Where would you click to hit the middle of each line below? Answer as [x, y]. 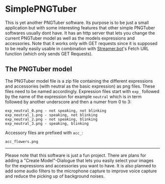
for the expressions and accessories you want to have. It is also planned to [81, 165]
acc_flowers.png [22, 141]
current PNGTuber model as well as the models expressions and [70, 38]
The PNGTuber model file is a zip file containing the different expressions [79, 81]
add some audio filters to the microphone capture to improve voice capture [81, 171]
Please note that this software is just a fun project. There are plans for [76, 155]
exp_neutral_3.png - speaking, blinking [47, 123]
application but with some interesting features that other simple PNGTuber [80, 27]
